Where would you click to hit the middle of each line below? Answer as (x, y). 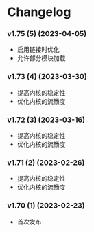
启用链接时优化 (38, 50)
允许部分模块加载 (41, 58)
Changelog (39, 12)
